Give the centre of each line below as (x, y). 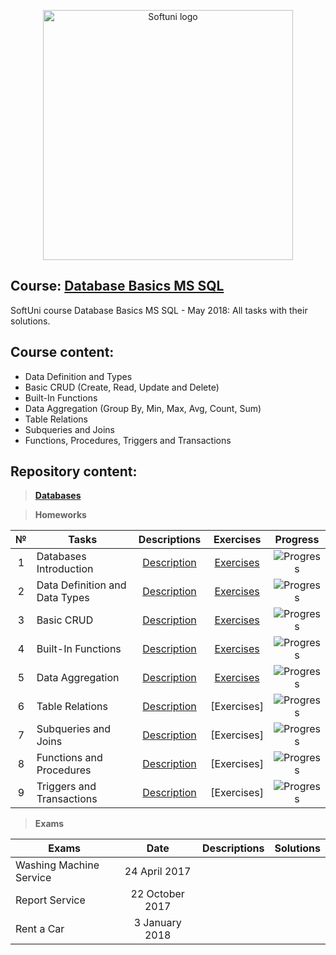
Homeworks (60, 515)
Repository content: (74, 471)
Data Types (63, 598)
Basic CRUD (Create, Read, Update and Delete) (122, 387)
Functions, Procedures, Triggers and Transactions (128, 440)
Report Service (50, 900)
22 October (157, 894)
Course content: (62, 352)
